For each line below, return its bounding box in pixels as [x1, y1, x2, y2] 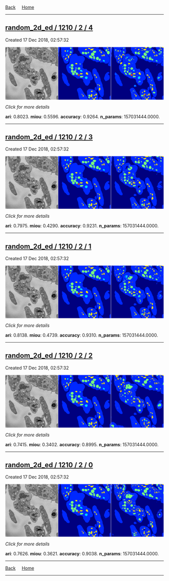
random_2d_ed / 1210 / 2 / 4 [5, 24, 93, 32]
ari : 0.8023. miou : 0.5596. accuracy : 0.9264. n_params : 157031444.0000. [5, 113, 160, 120]
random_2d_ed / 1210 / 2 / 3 [5, 133, 93, 141]
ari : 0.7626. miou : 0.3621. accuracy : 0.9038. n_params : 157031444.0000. [5, 551, 159, 557]
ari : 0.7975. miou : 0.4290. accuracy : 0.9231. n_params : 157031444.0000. [5, 223, 159, 229]
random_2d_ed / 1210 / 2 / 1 [5, 242, 92, 251]
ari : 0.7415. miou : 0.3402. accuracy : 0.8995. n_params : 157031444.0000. [5, 441, 159, 447]
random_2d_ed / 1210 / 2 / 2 [5, 352, 93, 360]
